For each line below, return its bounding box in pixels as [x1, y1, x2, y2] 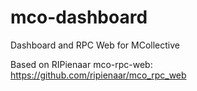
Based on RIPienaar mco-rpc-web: [10, 58, 153, 70]
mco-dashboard [10, 6, 148, 29]
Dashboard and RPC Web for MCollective [10, 39, 180, 51]
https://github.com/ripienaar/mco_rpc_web [10, 69, 187, 81]
